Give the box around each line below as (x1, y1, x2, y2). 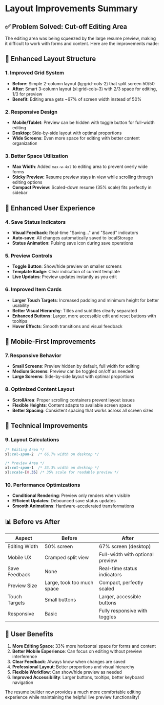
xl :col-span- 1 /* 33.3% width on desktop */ (5, 465, 99, 470)
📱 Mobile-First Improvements (5, 337, 96, 346)
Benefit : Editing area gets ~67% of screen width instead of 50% (12, 96, 142, 102)
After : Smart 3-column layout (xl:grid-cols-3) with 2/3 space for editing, (12, 86, 157, 92)
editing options (12, 179, 42, 185)
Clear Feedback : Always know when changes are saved (12, 658, 126, 664)
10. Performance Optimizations (5, 481, 81, 488)
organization (12, 140, 38, 146)
